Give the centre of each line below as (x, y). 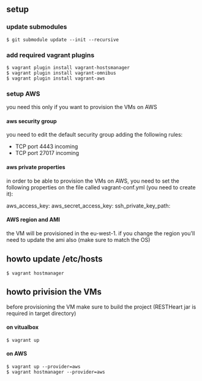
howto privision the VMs (54, 292)
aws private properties (36, 167)
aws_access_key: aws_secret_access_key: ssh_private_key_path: (88, 206)
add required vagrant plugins (50, 55)
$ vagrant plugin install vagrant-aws (56, 78)
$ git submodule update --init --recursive (63, 40)
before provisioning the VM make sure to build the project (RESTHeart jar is (101, 307)
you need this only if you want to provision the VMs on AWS (82, 107)
